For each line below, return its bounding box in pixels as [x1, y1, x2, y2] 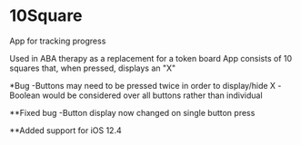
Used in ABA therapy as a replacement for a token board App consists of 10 [9, 53, 293, 63]
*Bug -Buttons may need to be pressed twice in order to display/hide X [9, 80, 276, 91]
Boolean [9, 90, 41, 101]
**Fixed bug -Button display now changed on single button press [9, 107, 256, 118]
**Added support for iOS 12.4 [9, 124, 122, 136]
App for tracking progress [9, 35, 106, 46]
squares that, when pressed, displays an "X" [9, 63, 176, 73]
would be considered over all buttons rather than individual [42, 90, 263, 101]
